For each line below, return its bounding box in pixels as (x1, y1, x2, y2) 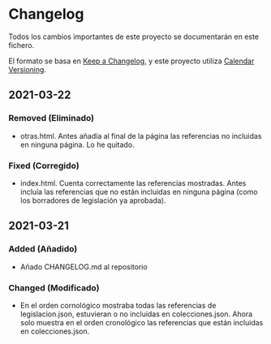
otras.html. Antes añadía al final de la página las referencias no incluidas (19, 131, 262, 140)
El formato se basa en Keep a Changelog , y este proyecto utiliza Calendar (8, 56, 255, 66)
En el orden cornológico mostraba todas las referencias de (19, 300, 217, 310)
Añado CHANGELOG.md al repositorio (19, 261, 148, 272)
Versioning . (8, 64, 47, 74)
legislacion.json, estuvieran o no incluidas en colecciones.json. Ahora (19, 309, 253, 319)
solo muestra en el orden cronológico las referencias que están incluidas (19, 317, 264, 327)
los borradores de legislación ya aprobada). (19, 196, 166, 205)
